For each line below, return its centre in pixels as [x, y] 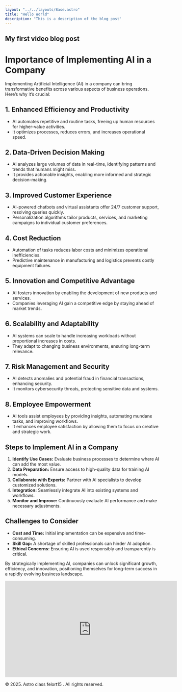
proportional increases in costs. [44, 341]
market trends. [27, 308]
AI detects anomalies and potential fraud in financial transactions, [78, 379]
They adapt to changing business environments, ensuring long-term [81, 346]
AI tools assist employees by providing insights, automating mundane [82, 416]
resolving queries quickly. [38, 212]
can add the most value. [37, 464]
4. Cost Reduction [33, 238]
